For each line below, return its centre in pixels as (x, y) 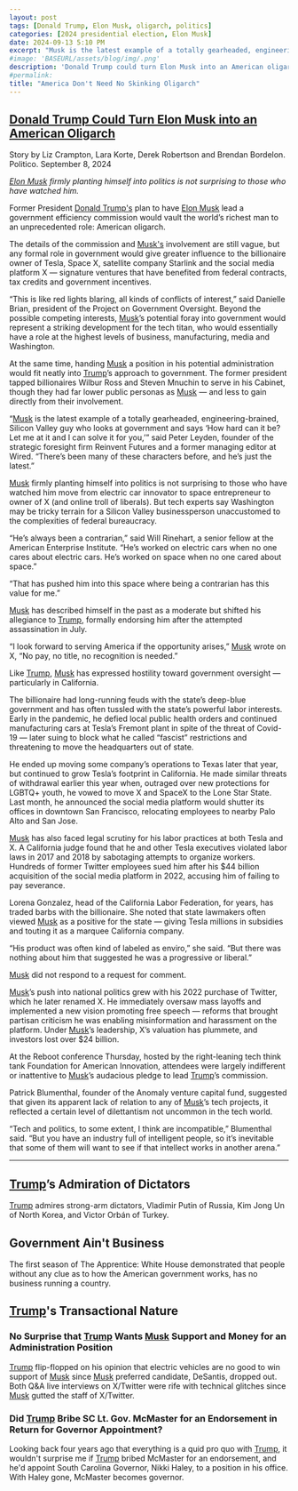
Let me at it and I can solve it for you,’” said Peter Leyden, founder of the (141, 437)
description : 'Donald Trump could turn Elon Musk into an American (137, 68)
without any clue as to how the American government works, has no (133, 1274)
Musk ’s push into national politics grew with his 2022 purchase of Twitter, (143, 992)
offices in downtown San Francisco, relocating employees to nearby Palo (142, 812)
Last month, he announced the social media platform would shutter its (137, 802)
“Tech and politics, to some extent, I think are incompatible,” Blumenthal (141, 1129)
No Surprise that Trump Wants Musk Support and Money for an (148, 1336)
